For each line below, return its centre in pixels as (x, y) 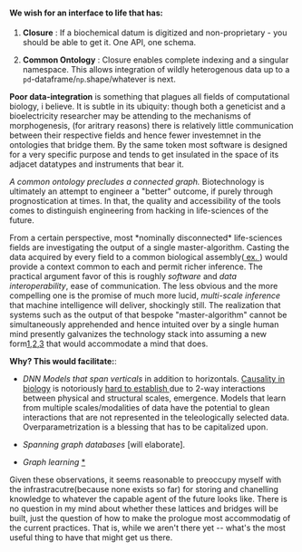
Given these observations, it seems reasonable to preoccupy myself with (146, 479)
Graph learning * (54, 462)
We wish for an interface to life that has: (86, 13)
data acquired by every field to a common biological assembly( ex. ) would (149, 257)
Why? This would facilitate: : (63, 362)
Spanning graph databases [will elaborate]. (104, 445)
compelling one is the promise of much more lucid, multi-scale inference (145, 295)
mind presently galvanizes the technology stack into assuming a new (138, 334)
